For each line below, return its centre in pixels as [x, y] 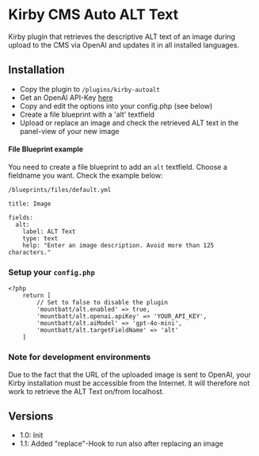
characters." [30, 252]
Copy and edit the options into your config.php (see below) [116, 105]
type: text [40, 238]
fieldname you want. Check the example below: [86, 175]
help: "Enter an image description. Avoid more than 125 [118, 245]
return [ [37, 296]
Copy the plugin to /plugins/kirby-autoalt [90, 89]
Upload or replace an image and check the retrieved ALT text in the [129, 123]
